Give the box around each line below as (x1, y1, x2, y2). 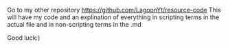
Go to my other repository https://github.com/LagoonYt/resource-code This (7, 6, 221, 14)
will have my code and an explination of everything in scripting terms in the (7, 13, 220, 21)
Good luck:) (7, 34, 41, 42)
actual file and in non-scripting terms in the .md (7, 21, 142, 28)
